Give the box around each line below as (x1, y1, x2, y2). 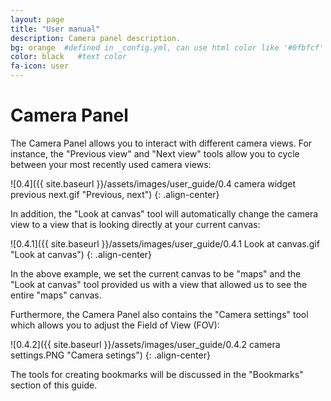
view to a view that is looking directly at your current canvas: (10, 218, 261, 230)
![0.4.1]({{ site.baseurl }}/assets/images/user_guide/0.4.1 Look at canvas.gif (10, 237, 320, 250)
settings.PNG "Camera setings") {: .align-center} (10, 349, 211, 361)
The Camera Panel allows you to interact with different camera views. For (10, 137, 313, 149)
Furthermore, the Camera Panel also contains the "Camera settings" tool (10, 308, 309, 320)
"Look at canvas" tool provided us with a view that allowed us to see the (10, 278, 308, 290)
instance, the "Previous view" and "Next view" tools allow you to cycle (10, 147, 300, 160)
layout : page (10, 14, 65, 25)
